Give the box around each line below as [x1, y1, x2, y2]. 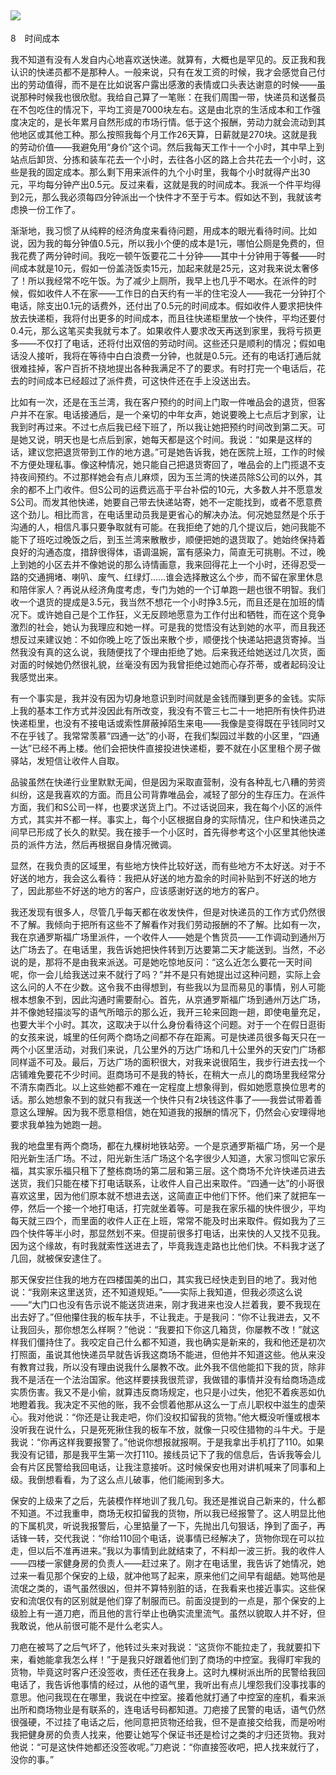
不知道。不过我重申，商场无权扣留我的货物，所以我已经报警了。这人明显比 [10, 1507, 317, 1519]
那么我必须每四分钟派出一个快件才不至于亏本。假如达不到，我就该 [41, 191, 314, 203]
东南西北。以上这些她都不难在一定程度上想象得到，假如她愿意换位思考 [27, 1081, 317, 1093]
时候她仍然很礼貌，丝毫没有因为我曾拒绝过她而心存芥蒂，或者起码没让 [36, 658, 326, 670]
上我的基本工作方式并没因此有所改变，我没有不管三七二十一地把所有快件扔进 [10, 704, 326, 716]
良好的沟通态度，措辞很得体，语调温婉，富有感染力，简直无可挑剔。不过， [10, 546, 317, 558]
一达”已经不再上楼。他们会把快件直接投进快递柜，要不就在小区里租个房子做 [10, 742, 322, 754]
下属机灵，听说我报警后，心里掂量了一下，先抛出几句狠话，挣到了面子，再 [18, 1519, 326, 1531]
